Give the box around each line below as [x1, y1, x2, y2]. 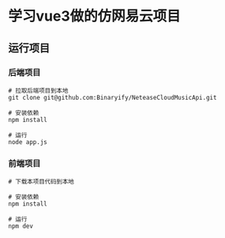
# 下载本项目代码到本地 [8, 178, 75, 186]
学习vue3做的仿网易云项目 [8, 7, 181, 25]
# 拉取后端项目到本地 [8, 86, 69, 95]
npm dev [8, 222, 34, 230]
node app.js [8, 138, 47, 146]
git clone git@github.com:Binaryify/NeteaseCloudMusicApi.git [8, 93, 217, 101]
